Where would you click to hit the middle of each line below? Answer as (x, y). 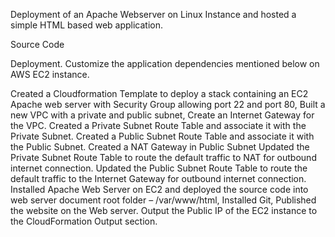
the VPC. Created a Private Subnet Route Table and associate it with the (158, 125)
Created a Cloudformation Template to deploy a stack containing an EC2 (159, 93)
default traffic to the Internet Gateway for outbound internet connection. (158, 178)
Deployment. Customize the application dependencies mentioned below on (165, 63)
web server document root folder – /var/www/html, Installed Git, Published (163, 200)
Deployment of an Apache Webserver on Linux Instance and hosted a (153, 14)
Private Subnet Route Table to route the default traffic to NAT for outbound (163, 157)
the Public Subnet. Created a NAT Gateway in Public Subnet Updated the (160, 147)
